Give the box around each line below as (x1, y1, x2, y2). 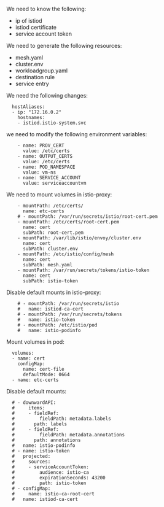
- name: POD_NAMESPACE (17, 164, 76, 170)
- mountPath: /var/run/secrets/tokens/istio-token (17, 267, 150, 273)
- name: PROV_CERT (17, 142, 64, 149)
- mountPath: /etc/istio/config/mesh (17, 251, 114, 257)
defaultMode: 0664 (22, 371, 70, 377)
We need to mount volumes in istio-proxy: (6, 191, 112, 198)
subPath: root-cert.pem (22, 230, 84, 236)
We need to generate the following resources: (6, 42, 122, 49)
